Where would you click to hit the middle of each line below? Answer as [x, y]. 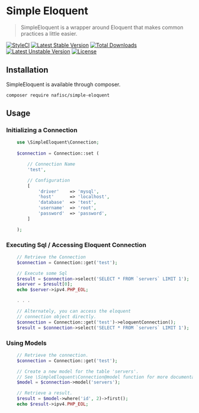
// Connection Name [52, 164]
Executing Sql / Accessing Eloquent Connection [76, 245]
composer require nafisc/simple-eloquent [58, 95]
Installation [27, 70]
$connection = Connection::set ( [58, 153]
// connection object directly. [57, 316]
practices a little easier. [49, 33]
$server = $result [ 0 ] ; [45, 284]
